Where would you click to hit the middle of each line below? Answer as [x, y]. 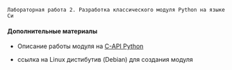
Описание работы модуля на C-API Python [80, 46]
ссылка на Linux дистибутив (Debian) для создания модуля [105, 60]
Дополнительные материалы [52, 31]
